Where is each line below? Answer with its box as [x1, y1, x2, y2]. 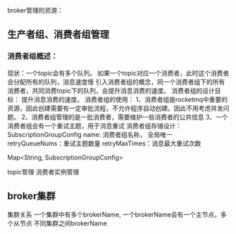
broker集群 [7, 190, 56, 202]
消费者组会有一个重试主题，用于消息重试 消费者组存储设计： [7, 122, 182, 130]
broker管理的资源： [7, 6, 63, 14]
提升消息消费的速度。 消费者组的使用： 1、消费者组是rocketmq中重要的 [20, 95, 228, 103]
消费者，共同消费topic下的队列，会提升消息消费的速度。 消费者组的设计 [7, 86, 215, 95]
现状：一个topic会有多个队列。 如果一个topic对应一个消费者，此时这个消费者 [7, 69, 230, 77]
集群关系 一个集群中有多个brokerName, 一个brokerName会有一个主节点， [7, 210, 221, 219]
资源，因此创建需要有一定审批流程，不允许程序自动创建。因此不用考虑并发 [7, 104, 223, 112]
